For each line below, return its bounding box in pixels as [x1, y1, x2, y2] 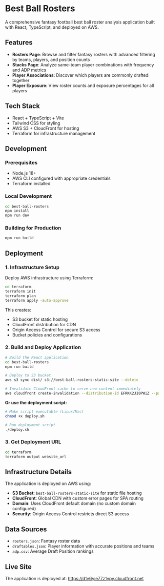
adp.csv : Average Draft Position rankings [12, 548, 94, 554]
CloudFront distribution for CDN [12, 321, 77, 327]
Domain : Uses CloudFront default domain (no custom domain [12, 501, 136, 506]
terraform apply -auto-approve [5, 298, 69, 303]
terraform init [5, 289, 36, 293]
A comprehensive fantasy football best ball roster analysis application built [5, 19, 155, 25]
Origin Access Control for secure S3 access [12, 327, 101, 333]
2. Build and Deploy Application [5, 344, 82, 351]
